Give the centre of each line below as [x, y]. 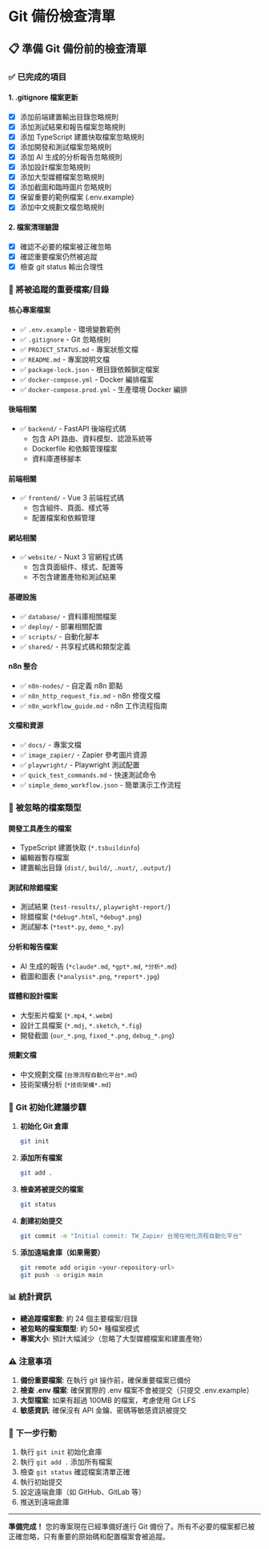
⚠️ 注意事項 [30, 1361]
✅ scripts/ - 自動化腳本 [60, 636]
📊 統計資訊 [30, 1297]
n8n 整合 [23, 666]
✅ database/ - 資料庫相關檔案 [68, 616]
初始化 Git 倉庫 [44, 1126]
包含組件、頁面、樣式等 [70, 508]
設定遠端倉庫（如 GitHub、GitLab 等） [83, 1492]
